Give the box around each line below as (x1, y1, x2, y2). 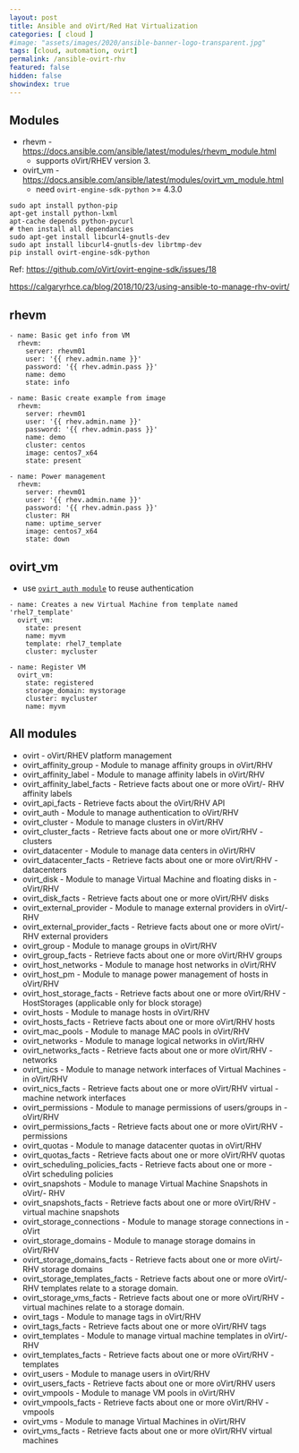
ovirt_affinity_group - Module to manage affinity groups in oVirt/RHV (21, 759, 273, 770)
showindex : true (9, 80, 70, 89)
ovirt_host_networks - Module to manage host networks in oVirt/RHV (21, 959, 277, 970)
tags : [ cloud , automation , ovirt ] (9, 47, 139, 56)
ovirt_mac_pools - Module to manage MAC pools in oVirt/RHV (21, 1026, 251, 1037)
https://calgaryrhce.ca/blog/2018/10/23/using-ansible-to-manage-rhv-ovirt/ (9, 281, 290, 292)
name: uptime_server (25, 519, 102, 528)
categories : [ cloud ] (9, 30, 94, 38)
